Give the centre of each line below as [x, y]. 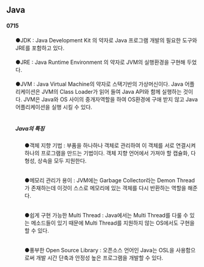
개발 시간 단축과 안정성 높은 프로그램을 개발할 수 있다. [100, 258]
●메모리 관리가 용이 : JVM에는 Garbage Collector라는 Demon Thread [109, 180]
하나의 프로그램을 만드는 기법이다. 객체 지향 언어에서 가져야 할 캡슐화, [107, 153]
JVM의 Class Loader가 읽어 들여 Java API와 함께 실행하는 [112, 91]
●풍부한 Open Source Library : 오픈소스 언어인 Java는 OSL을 [99, 250]
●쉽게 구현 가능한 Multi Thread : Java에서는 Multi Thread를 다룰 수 [106, 215]
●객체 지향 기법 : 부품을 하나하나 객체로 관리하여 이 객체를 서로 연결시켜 [110, 145]
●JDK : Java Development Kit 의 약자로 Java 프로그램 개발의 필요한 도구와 [106, 40]
